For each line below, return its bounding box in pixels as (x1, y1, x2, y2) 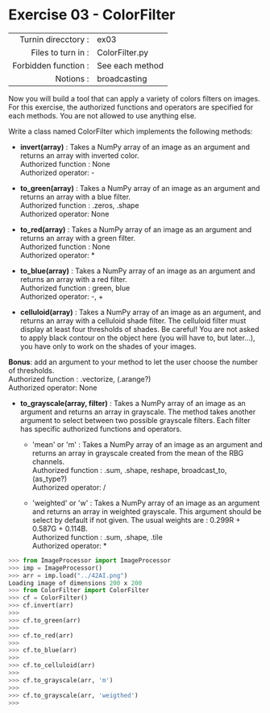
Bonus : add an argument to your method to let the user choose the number (8, 357, 258, 367)
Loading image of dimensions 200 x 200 (8, 578, 143, 587)
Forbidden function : (12, 60, 89, 71)
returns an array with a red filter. (19, 274, 127, 284)
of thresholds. (8, 365, 55, 375)
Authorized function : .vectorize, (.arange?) (8, 374, 152, 383)
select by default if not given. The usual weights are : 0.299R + (31, 515, 241, 524)
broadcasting (96, 73, 147, 84)
